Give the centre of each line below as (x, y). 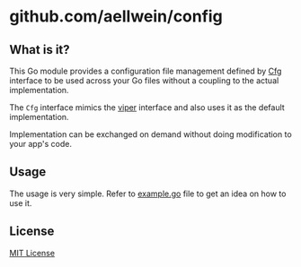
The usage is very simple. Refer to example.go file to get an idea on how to (148, 194)
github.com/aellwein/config (116, 17)
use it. (21, 202)
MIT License (32, 253)
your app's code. (40, 144)
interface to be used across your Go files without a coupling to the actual (144, 81)
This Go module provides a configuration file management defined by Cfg (146, 71)
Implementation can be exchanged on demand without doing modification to (150, 134)
